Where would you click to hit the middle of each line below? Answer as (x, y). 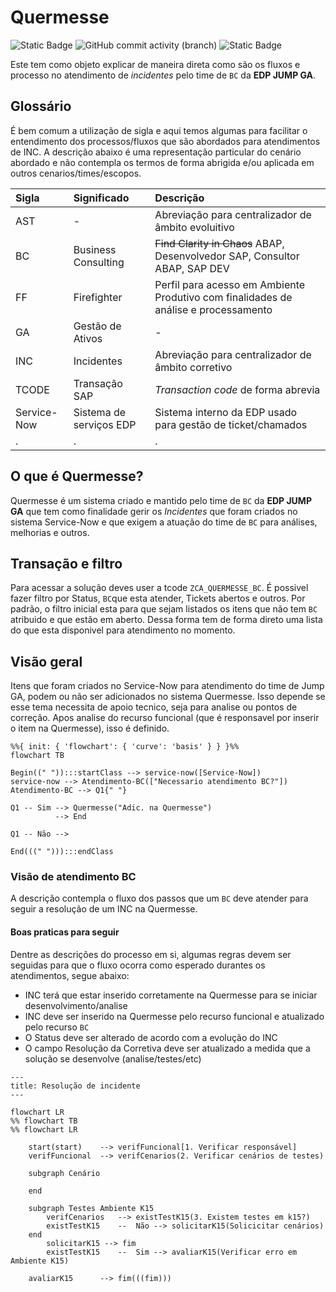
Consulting (99, 262)
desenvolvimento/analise (76, 1005)
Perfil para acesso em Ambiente (230, 284)
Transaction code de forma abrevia (237, 389)
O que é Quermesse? (77, 476)
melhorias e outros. (50, 532)
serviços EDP (105, 424)
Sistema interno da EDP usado (226, 412)
